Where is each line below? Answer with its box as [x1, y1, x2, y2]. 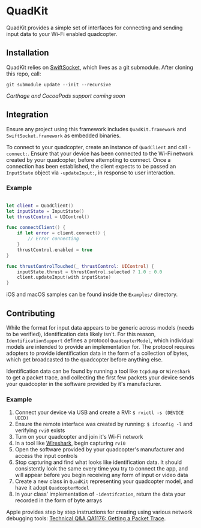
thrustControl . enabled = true [17, 247, 93, 253]
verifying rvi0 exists [14, 427, 65, 434]
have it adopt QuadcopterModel [14, 484, 89, 491]
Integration [6, 110, 49, 120]
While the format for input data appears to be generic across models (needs [6, 324, 194, 331]
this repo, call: [6, 70, 41, 77]
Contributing [6, 308, 55, 318]
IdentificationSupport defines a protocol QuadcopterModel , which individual [6, 337, 194, 344]
